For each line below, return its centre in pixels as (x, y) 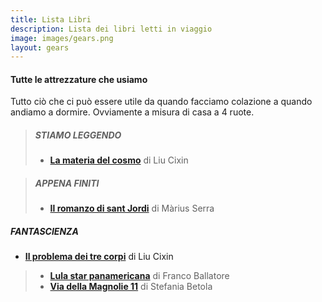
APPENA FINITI (67, 183)
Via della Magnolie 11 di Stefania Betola (131, 287)
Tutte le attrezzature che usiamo (79, 79)
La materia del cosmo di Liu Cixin (119, 160)
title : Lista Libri (51, 19)
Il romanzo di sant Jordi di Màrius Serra (132, 208)
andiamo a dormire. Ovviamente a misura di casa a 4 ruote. (132, 112)
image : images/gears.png (62, 38)
